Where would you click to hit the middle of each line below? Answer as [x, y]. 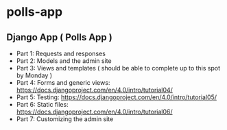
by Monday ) [34, 75]
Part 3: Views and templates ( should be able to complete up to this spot [118, 68]
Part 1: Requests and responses [61, 53]
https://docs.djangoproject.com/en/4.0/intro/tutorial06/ [94, 112]
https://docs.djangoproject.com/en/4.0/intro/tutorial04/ [94, 90]
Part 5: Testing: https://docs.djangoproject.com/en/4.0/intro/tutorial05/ [117, 97]
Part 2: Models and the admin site [64, 61]
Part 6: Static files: [43, 104]
